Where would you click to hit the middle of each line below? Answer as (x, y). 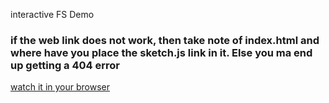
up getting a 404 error (65, 65)
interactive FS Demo (52, 14)
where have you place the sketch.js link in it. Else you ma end (161, 52)
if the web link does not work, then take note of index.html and (165, 40)
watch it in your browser (60, 87)
